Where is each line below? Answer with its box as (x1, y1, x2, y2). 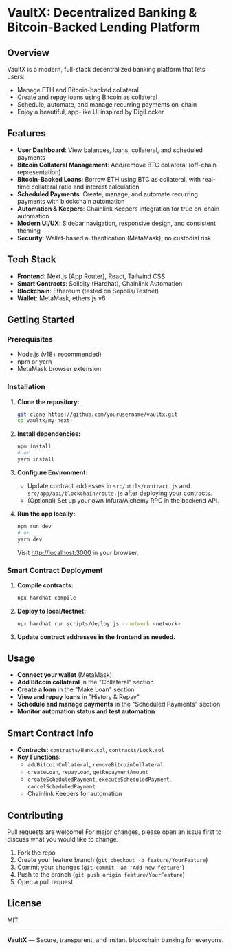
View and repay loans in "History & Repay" (16, 693, 140, 701)
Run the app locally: (16, 510, 76, 518)
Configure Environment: (16, 468, 88, 477)
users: (7, 72, 25, 81)
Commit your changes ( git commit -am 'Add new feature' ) (16, 863, 185, 872)
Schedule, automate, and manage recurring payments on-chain (16, 101, 197, 108)
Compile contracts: (16, 581, 74, 589)
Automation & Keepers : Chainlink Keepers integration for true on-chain (16, 205, 220, 213)
